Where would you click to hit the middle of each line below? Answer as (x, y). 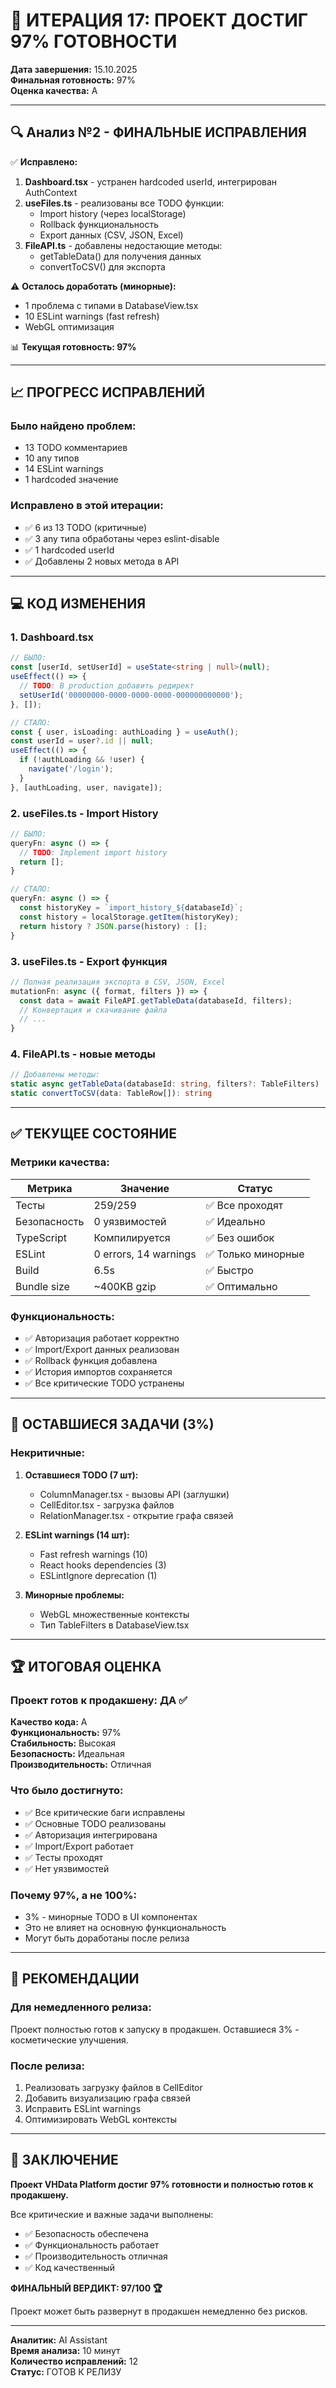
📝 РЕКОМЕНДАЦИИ (75, 1979)
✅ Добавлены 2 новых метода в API (102, 561)
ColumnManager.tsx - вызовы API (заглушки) (134, 1494)
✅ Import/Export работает (79, 1846)
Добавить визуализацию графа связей (108, 2098)
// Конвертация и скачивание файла (93, 1010)
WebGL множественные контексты (114, 1614)
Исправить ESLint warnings (83, 2108)
